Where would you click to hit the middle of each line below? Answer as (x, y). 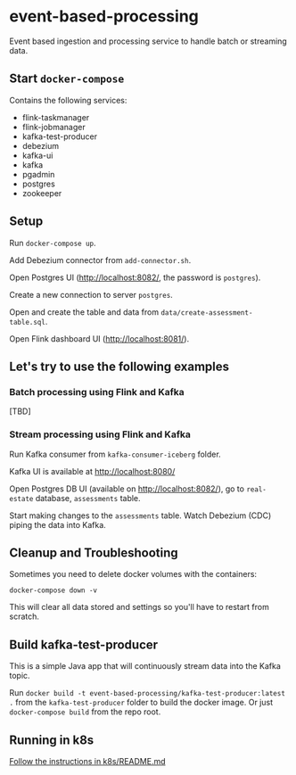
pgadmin (38, 174)
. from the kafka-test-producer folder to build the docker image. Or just (141, 703)
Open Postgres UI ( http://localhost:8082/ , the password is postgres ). (135, 277)
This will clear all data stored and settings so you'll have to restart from (139, 607)
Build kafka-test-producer (84, 644)
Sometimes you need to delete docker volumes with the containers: (133, 574)
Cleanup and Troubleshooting (94, 552)
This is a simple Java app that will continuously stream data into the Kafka (145, 666)
